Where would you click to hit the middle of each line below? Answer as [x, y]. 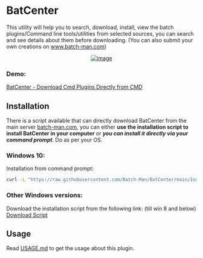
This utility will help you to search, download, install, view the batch [90, 27]
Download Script [27, 214]
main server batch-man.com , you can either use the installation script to [97, 127]
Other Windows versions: [45, 195]
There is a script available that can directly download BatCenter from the [97, 121]
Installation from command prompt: [50, 169]
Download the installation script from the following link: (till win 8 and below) [101, 208]
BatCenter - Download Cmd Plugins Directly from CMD [75, 87]
